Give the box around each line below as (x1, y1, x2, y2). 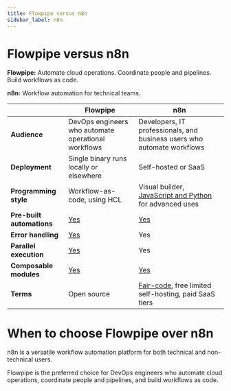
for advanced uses (138, 200, 199, 209)
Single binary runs (68, 154, 127, 163)
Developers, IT (138, 117, 186, 127)
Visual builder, (138, 182, 185, 192)
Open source (68, 289, 110, 299)
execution (10, 250, 45, 259)
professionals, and (138, 126, 198, 135)
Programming (10, 187, 56, 196)
